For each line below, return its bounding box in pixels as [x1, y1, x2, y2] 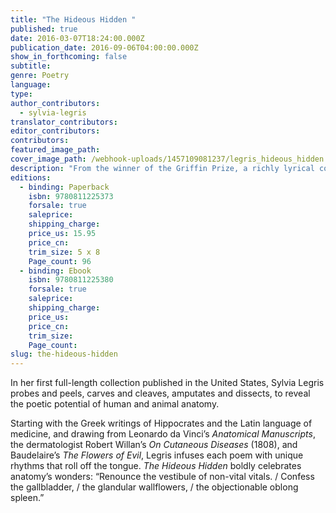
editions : [10, 172, 52, 183]
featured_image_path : [10, 145, 101, 155]
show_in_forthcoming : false [10, 52, 128, 62]
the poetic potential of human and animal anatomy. [10, 398, 220, 410]
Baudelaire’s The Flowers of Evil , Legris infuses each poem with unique [10, 449, 304, 461]
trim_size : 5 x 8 [28, 247, 101, 257]
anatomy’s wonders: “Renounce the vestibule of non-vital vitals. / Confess [10, 471, 315, 483]
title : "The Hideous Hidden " [10, 14, 137, 25]
